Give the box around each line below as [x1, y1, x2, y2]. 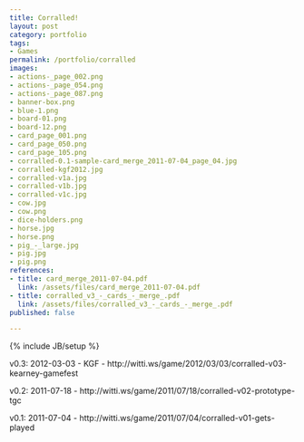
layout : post [9, 22, 59, 31]
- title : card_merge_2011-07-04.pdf [9, 274, 148, 283]
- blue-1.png [9, 106, 59, 115]
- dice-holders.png [9, 215, 83, 225]
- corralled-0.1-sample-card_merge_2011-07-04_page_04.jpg [9, 156, 238, 166]
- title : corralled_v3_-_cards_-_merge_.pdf [9, 291, 181, 300]
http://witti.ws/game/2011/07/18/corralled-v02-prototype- [79, 386, 296, 397]
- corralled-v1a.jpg [9, 173, 88, 182]
